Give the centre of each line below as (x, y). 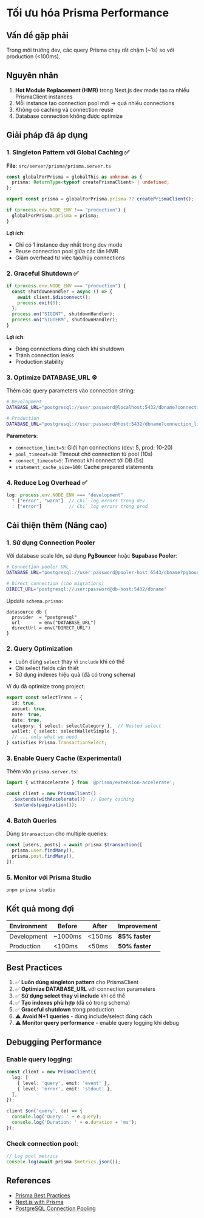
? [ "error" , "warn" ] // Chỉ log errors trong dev (79, 501)
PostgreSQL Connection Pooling (55, 1208)
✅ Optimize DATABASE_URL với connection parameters (85, 989)
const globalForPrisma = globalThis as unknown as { (74, 177)
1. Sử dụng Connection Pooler (51, 542)
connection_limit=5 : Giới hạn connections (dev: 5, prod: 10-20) (94, 447)
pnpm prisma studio (31, 890)
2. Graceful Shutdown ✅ (42, 273)
